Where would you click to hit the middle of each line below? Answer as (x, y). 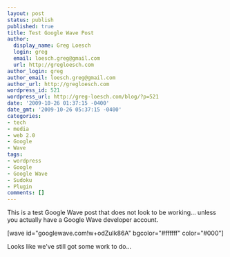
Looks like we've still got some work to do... (69, 247)
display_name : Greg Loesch (52, 45)
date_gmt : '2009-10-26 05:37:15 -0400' (65, 110)
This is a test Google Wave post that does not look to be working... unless (112, 213)
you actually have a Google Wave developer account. (83, 220)
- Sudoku (20, 180)
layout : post (26, 13)
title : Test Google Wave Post (51, 33)
